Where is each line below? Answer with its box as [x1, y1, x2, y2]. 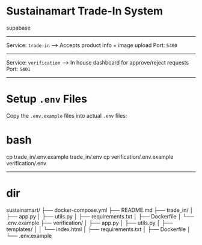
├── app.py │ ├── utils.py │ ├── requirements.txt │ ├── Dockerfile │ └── [6, 212, 194, 220]
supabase [6, 24, 31, 31]
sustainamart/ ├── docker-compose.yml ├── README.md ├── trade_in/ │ [6, 206, 194, 214]
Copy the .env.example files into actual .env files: [6, 112, 127, 119]
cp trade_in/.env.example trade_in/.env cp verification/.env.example [6, 153, 174, 161]
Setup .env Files [6, 92, 87, 106]
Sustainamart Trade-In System [6, 4, 164, 18]
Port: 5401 [6, 65, 31, 72]
